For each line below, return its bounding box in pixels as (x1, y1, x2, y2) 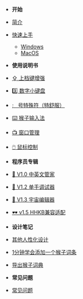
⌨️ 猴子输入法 (11, 115, 46, 121)
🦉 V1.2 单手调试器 (11, 183, 55, 190)
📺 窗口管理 (11, 129, 40, 136)
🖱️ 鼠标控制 (11, 143, 39, 150)
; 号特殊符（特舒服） (11, 101, 65, 109)
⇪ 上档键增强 (11, 75, 46, 81)
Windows (20, 43, 44, 50)
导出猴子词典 (11, 261, 43, 268)
